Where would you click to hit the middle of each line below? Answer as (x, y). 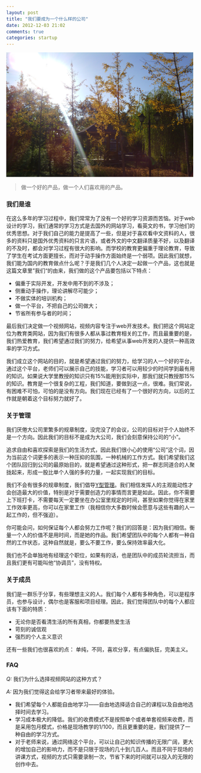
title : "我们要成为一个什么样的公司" (47, 19)
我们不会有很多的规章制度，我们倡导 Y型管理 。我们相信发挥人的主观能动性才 (100, 485)
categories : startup (32, 38)
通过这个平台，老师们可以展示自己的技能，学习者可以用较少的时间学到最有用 (100, 369)
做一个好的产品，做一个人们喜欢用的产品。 (73, 187)
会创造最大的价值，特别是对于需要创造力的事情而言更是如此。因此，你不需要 (100, 492)
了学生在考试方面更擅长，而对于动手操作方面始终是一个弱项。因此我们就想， (100, 255)
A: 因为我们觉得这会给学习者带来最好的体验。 (62, 692)
